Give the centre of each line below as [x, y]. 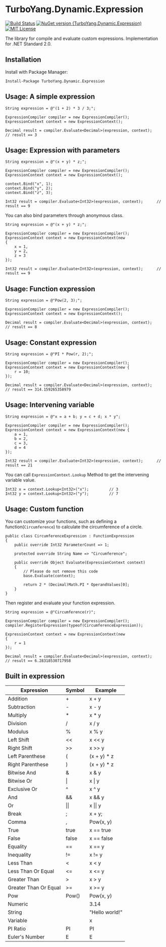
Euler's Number [26, 937]
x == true [100, 830]
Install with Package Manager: [37, 72]
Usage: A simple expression [50, 97]
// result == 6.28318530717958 [38, 660]
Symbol [75, 690]
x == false [101, 838]
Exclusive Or [23, 789]
